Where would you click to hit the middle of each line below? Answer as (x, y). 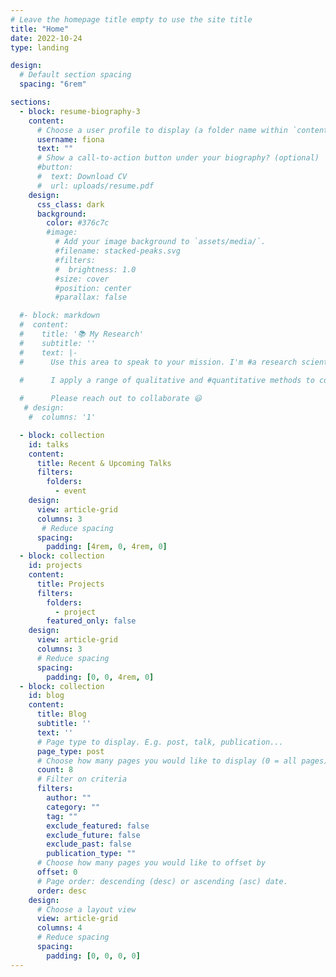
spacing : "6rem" (53, 84)
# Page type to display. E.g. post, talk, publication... (160, 742)
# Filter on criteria (82, 779)
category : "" (73, 807)
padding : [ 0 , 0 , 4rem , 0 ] (100, 677)
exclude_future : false (93, 835)
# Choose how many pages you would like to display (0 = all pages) (182, 761)
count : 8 (55, 770)
